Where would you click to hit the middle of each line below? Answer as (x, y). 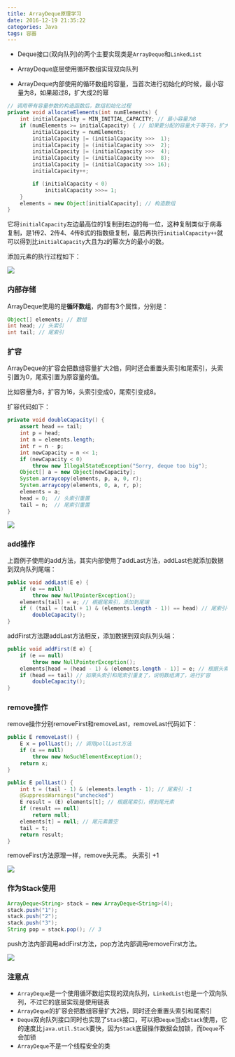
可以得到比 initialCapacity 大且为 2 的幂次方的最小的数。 (87, 242)
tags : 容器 (22, 33)
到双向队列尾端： (32, 569)
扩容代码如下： (29, 407)
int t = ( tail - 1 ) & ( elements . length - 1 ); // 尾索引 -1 (106, 789)
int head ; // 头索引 (36, 326)
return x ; (34, 763)
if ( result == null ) (50, 809)
